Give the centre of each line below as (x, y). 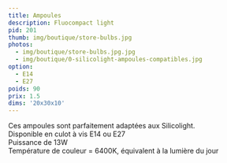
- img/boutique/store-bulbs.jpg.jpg (75, 52)
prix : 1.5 (24, 96)
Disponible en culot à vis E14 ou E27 (67, 134)
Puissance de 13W (38, 143)
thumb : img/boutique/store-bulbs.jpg (70, 37)
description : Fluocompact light (61, 23)
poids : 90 (24, 89)
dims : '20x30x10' (37, 103)
